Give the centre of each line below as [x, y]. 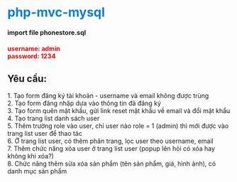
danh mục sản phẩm [37, 171]
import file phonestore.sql [47, 32]
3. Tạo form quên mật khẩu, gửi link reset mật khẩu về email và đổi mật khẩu [119, 111]
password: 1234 [32, 56]
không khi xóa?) [31, 156]
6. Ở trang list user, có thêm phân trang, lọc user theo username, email [111, 141]
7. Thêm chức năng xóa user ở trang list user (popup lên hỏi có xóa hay [111, 149]
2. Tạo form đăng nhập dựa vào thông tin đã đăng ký [84, 103]
